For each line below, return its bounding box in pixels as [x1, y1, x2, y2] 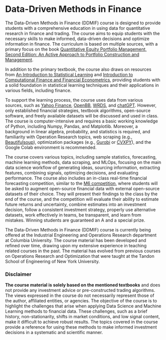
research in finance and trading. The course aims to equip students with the [5, 30, 160, 36]
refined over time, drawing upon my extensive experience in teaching [5, 242, 147, 248]
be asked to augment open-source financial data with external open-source [5, 185, 160, 191]
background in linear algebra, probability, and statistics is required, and [5, 128, 150, 134]
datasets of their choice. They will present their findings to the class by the [5, 191, 158, 197]
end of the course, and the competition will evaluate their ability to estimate [5, 196, 159, 202]
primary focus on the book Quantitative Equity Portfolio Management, [5, 46, 147, 52]
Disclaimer [5, 271, 32, 278]
